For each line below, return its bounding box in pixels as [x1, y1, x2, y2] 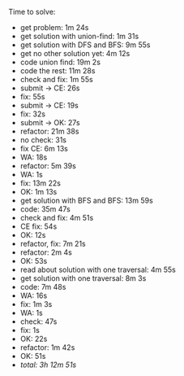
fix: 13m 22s [19, 178, 61, 188]
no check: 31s [19, 135, 67, 145]
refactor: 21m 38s [19, 126, 79, 136]
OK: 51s [19, 352, 46, 361]
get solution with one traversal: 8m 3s [19, 273, 147, 283]
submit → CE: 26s [19, 83, 80, 93]
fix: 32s [19, 109, 46, 119]
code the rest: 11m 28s [19, 66, 96, 76]
